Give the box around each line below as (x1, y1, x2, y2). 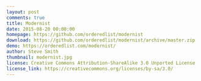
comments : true (6, 15, 45, 21)
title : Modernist (6, 20, 51, 26)
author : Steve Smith (6, 49, 59, 55)
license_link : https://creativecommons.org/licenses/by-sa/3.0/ (6, 65, 174, 72)
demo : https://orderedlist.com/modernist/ (6, 43, 116, 49)
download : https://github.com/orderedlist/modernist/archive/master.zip (6, 37, 196, 43)
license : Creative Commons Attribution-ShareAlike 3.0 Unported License (6, 60, 196, 66)
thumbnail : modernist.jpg (6, 54, 72, 60)
